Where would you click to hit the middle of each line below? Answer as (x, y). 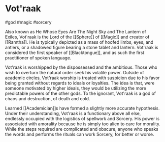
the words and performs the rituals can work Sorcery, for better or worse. (80, 134)
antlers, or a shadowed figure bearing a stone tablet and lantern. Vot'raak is (82, 47)
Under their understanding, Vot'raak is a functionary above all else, (73, 113)
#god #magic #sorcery (28, 22)
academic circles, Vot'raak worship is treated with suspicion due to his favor (82, 78)
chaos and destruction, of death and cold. (48, 98)
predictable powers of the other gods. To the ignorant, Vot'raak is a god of (81, 93)
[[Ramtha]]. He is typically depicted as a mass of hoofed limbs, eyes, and (79, 42)
